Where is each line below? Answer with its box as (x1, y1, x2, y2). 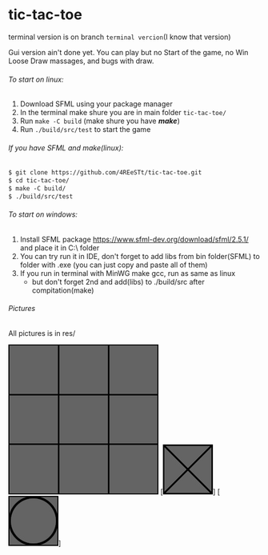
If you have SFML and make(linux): (8, 142, 124, 153)
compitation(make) (31, 285, 94, 295)
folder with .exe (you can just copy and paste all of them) (19, 260, 208, 270)
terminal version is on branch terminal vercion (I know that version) (8, 32, 231, 42)
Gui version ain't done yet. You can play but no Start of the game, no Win (8, 47, 249, 57)
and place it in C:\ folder (19, 242, 100, 253)
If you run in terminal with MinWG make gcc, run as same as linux (19, 268, 236, 277)
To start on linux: (8, 74, 64, 84)
